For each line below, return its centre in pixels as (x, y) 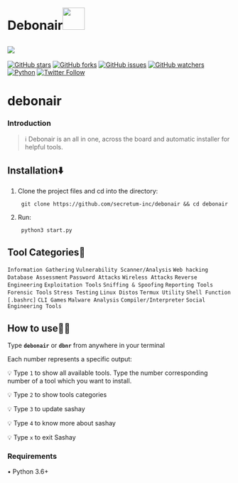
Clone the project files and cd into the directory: (88, 191)
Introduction (29, 123)
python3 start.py (47, 230)
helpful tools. (44, 147)
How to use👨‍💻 (39, 328)
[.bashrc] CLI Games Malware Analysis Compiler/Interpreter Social (107, 300)
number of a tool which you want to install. (70, 381)
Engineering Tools (34, 307)
